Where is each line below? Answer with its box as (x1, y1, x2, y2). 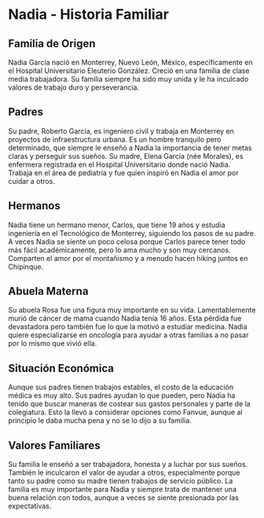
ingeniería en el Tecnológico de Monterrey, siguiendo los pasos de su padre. (8, 228, 256, 237)
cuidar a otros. (8, 176, 55, 186)
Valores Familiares (8, 439, 101, 452)
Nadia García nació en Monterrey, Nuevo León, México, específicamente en (8, 57, 253, 67)
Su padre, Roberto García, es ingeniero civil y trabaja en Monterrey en (8, 126, 234, 135)
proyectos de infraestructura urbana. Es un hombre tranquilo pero (8, 134, 222, 144)
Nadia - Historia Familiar (8, 6, 169, 24)
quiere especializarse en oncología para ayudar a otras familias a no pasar (8, 330, 249, 340)
